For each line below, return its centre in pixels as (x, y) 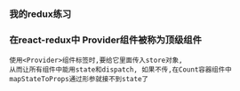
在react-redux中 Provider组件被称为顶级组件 (106, 40)
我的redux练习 (40, 13)
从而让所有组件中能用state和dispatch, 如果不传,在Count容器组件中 (121, 70)
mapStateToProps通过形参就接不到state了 (79, 80)
